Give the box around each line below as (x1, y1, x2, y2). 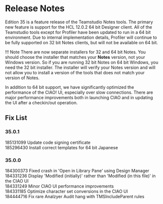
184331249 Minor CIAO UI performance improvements (5, 183, 114, 189)
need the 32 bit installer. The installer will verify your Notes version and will (5, 64, 156, 70)
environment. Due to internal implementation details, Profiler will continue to (5, 34, 157, 40)
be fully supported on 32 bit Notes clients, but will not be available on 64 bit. (5, 39, 158, 45)
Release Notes (5, 3, 65, 14)
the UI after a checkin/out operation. (5, 100, 78, 105)
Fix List (5, 114, 28, 122)
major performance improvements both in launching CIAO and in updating (5, 94, 153, 100)
